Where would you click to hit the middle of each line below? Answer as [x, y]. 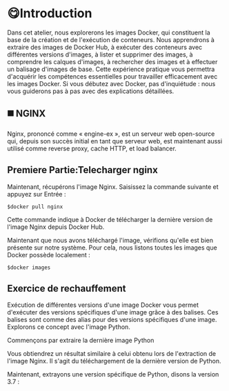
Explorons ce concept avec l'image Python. [69, 327]
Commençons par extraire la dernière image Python [81, 341]
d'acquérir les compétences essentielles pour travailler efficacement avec [112, 76]
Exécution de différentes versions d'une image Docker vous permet [103, 305]
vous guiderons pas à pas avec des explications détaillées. [91, 91]
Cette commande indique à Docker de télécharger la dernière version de [110, 219]
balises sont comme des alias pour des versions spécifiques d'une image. [112, 320]
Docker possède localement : [49, 254]
